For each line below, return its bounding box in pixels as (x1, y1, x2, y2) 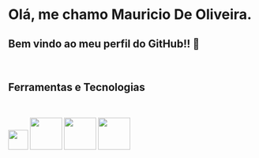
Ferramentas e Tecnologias (8, 81, 146, 94)
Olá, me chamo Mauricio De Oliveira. (8, 6, 253, 24)
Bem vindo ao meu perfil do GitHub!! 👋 (8, 37, 200, 51)
